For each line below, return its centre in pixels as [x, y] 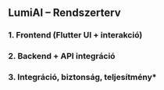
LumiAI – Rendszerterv [64, 13]
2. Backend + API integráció [62, 56]
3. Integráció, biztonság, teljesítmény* [82, 77]
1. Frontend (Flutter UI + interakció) [75, 35]
